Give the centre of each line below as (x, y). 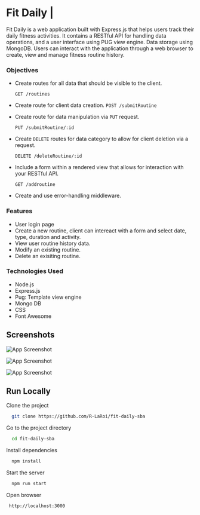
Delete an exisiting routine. (47, 256)
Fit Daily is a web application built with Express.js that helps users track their (100, 29)
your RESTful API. (36, 174)
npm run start (29, 484)
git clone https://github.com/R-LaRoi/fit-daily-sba (79, 416)
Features (19, 211)
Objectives (22, 70)
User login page (35, 224)
